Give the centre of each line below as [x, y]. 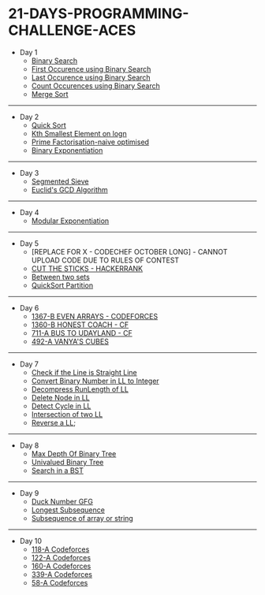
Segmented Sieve [60, 181]
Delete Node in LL [61, 397]
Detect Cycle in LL [61, 406]
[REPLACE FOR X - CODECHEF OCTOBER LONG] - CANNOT [129, 251]
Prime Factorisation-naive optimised [90, 142]
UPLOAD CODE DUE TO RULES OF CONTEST [105, 260]
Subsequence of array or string [82, 518]
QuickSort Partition [62, 285]
